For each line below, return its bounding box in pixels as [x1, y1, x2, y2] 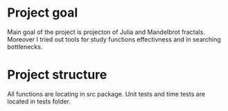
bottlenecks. [7, 42, 43, 51]
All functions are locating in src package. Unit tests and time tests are [7, 89, 206, 98]
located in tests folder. [7, 97, 71, 105]
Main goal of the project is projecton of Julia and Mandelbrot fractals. [7, 28, 206, 36]
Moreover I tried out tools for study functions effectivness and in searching [7, 35, 222, 43]
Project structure [7, 67, 107, 83]
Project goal [7, 5, 78, 21]
